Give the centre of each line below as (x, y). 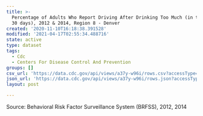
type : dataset (24, 46)
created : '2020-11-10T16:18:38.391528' (56, 29)
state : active (24, 40)
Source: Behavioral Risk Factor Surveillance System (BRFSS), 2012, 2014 (97, 107)
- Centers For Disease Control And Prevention (71, 62)
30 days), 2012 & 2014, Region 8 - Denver (66, 23)
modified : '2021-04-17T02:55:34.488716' (58, 34)
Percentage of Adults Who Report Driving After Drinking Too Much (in (102, 17)
